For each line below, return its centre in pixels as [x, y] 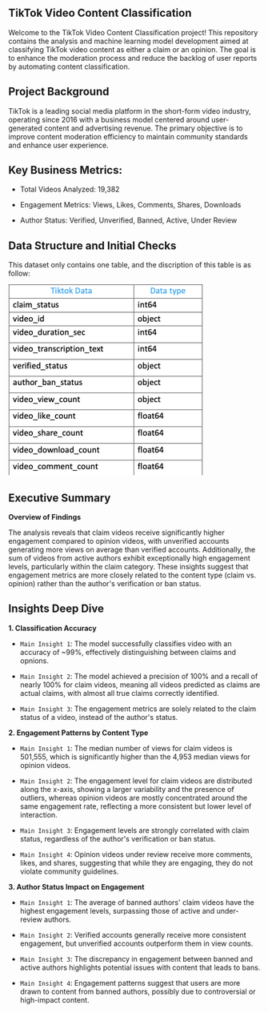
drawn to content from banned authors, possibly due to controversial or [138, 991]
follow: [19, 273]
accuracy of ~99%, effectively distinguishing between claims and [128, 652]
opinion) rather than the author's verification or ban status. [105, 584]
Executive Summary [60, 498]
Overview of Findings [45, 517]
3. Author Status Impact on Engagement [76, 886]
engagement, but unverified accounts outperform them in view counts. [136, 943]
